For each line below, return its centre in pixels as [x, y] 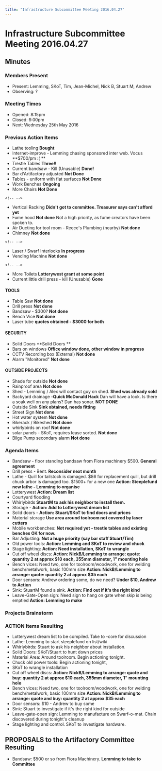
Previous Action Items [32, 137]
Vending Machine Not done [40, 256]
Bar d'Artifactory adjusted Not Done [48, 174]
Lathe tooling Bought [33, 148]
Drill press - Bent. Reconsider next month [54, 471]
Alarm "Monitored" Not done [41, 359]
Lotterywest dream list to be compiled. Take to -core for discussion [79, 636]
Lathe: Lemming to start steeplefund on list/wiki [60, 642]
